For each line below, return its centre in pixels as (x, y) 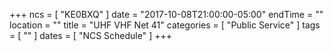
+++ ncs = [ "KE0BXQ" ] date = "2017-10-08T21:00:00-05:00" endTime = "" (166, 14)
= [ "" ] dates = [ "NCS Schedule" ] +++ (91, 35)
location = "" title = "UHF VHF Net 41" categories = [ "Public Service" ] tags (165, 25)
